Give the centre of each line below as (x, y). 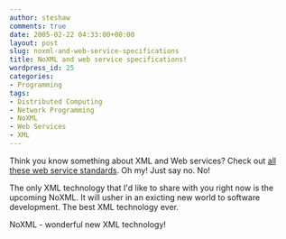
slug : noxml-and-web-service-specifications (94, 51)
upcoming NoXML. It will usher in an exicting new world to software (135, 197)
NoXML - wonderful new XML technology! (88, 224)
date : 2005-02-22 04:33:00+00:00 (72, 34)
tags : (19, 93)
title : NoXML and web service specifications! (98, 60)
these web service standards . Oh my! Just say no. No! (110, 170)
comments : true (38, 26)
